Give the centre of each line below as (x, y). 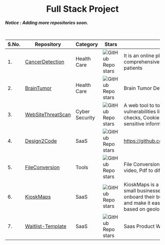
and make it (137, 203)
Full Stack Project (82, 9)
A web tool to (139, 105)
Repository (48, 44)
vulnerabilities (140, 111)
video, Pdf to (138, 170)
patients (133, 68)
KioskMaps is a (141, 184)
